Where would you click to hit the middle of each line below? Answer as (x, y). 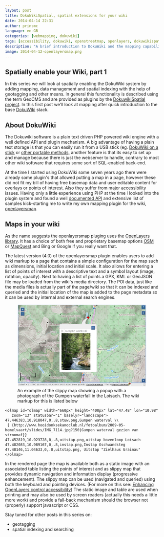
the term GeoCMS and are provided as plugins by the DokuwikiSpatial (75, 99)
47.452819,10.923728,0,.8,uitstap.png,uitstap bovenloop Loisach (73, 440)
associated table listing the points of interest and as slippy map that (73, 469)
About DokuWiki (31, 125)
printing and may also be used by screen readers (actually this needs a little (81, 494)
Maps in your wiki (32, 224)
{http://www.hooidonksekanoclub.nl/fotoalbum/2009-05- (68, 425)
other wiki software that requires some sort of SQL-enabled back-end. (76, 163)
